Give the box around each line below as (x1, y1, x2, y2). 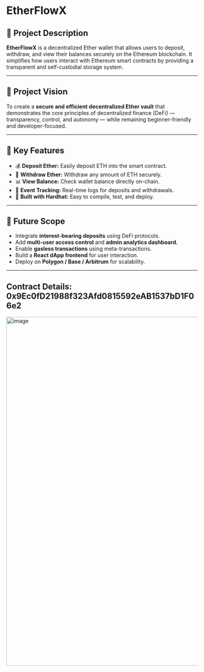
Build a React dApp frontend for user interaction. (15, 252, 138, 259)
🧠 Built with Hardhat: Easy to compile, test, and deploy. (15, 193, 155, 200)
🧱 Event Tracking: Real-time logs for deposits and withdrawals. (15, 186, 174, 193)
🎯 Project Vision (6, 86, 68, 97)
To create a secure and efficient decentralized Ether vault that (6, 103, 165, 110)
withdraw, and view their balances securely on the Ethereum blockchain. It (6, 50, 192, 58)
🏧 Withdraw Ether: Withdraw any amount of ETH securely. (15, 171, 162, 178)
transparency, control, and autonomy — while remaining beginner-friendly (6, 116, 192, 123)
